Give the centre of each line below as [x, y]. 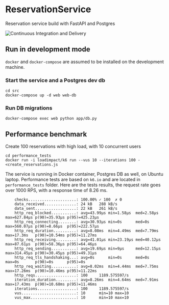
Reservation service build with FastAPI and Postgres [60, 23]
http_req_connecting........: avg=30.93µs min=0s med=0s [82, 222]
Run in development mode [48, 49]
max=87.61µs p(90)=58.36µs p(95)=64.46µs [51, 244]
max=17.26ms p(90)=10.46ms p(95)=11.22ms [51, 271]
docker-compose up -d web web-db [41, 95]
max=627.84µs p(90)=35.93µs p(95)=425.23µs [52, 217]
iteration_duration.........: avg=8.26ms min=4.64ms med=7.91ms [87, 280]
